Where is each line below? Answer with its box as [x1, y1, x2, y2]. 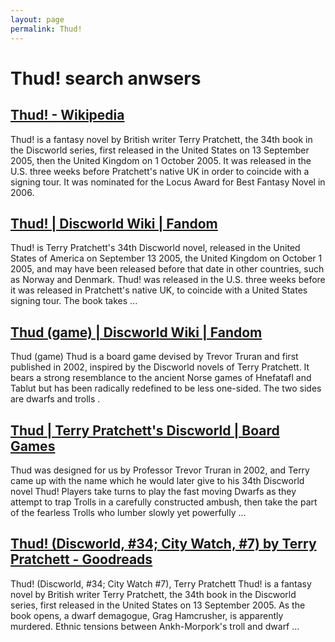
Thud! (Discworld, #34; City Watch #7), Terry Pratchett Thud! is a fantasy [10, 577, 312, 590]
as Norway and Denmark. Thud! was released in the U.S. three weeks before [10, 274, 326, 286]
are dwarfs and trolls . [10, 393, 101, 405]
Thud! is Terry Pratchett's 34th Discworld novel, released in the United [10, 242, 301, 254]
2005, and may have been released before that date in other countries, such [10, 263, 325, 275]
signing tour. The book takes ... [10, 295, 138, 307]
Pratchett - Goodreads [10, 551, 153, 568]
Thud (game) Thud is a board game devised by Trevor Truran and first [10, 351, 299, 363]
